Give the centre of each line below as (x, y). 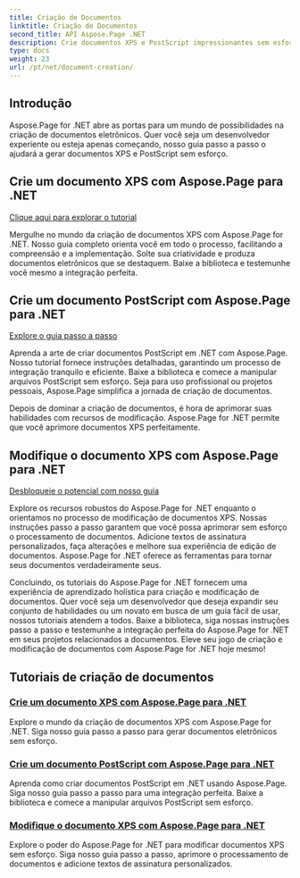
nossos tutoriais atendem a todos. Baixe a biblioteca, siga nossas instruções (150, 621)
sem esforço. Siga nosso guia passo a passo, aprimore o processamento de (149, 855)
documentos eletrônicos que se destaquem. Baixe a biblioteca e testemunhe (150, 263)
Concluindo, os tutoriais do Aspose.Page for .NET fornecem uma (129, 582)
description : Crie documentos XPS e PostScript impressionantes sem (139, 42)
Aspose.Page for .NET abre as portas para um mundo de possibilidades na (146, 125)
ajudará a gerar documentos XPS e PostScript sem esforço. (119, 154)
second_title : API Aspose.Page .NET (77, 34)
